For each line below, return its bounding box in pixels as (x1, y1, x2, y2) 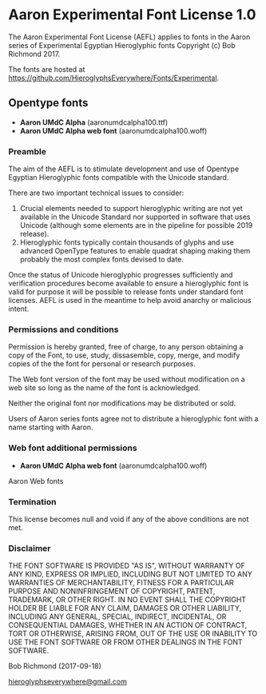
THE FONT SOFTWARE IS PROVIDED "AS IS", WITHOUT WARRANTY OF (8, 561, 245, 571)
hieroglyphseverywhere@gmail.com (8, 677, 128, 687)
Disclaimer (8, 542, 51, 553)
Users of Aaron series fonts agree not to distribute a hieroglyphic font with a (8, 414, 259, 424)
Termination (8, 496, 57, 507)
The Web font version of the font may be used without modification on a (8, 374, 245, 385)
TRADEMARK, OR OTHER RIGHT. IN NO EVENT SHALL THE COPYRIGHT (8, 595, 246, 604)
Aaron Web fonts (8, 476, 64, 485)
